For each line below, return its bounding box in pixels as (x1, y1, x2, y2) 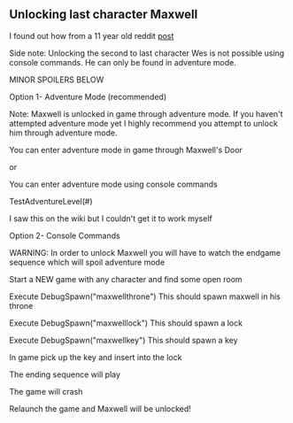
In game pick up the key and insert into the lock (9, 351, 182, 362)
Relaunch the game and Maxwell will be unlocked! (9, 403, 192, 414)
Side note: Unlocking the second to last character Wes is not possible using (9, 48, 285, 58)
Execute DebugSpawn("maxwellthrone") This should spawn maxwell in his (9, 291, 281, 302)
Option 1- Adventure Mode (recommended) (9, 91, 167, 102)
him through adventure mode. (9, 127, 118, 138)
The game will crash (9, 386, 83, 396)
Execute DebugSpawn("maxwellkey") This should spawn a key (9, 335, 238, 345)
